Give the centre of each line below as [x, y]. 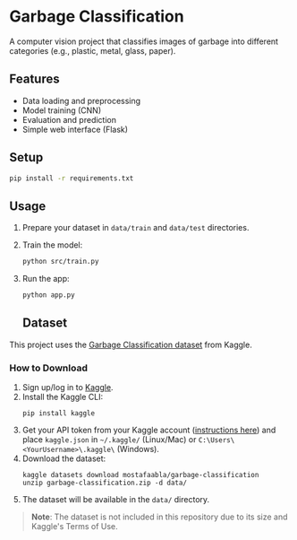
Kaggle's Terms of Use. [74, 527]
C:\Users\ [216, 440]
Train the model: [52, 245]
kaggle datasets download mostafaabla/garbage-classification [140, 475]
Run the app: [46, 279]
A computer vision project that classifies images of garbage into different [144, 41]
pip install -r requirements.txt [72, 178]
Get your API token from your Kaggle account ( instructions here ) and [149, 430]
